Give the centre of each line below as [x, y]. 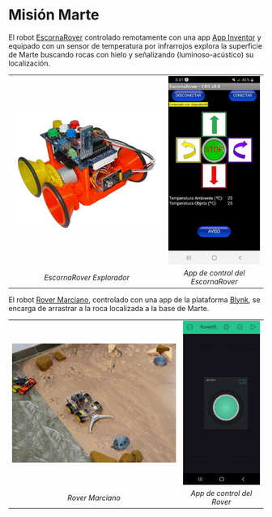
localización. [30, 63]
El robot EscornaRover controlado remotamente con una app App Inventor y [135, 37]
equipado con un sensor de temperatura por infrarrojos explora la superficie [136, 45]
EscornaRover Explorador [87, 277]
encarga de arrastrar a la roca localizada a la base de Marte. [109, 308]
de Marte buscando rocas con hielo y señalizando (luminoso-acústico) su [131, 54]
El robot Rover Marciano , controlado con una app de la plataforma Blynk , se [134, 299]
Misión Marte [54, 15]
